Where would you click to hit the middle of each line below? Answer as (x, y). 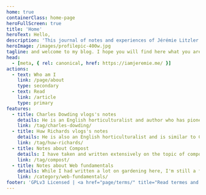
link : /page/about (41, 80)
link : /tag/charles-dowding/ (55, 126)
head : (13, 57)
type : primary (35, 103)
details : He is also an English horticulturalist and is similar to (107, 137)
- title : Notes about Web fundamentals (63, 166)
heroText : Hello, (29, 35)
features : (19, 109)
